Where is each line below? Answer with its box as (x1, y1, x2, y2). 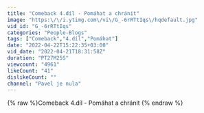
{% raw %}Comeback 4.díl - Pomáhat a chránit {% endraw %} (7, 99, 183, 107)
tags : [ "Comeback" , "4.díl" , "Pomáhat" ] (7, 36, 118, 42)
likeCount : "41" (7, 67, 54, 74)
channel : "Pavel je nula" (7, 80, 81, 87)
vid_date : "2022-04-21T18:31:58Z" (7, 49, 106, 55)
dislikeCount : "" (7, 73, 57, 81)
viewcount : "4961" (7, 61, 60, 68)
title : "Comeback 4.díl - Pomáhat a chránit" (7, 10, 139, 17)
